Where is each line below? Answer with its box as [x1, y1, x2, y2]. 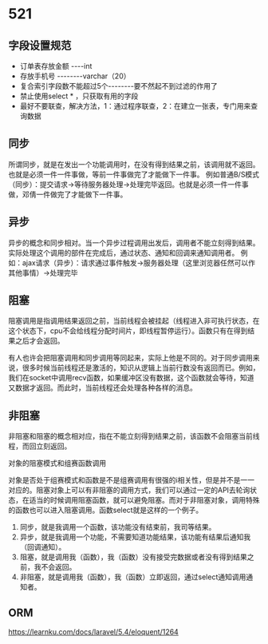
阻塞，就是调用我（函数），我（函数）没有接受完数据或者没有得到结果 [19, 552, 247, 562]
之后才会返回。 [14, 336, 65, 346]
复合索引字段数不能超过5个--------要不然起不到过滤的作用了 [19, 81, 218, 90]
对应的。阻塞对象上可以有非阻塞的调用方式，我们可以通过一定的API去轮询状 [8, 485, 258, 495]
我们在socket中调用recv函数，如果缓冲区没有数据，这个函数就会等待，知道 [8, 373, 254, 383]
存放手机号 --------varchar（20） [19, 71, 131, 81]
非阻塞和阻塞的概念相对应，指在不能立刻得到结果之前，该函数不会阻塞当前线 [8, 431, 260, 441]
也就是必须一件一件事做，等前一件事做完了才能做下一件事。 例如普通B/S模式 [8, 169, 260, 179]
